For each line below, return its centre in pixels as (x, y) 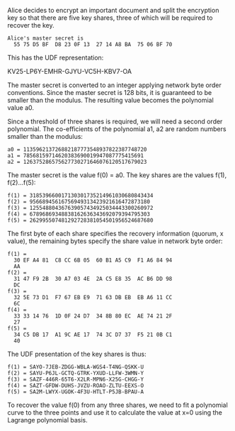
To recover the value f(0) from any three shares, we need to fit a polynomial (117, 405)
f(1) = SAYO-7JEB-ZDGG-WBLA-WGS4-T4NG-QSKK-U (75, 367)
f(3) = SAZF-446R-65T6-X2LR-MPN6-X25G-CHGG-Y (75, 379)
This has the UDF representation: (56, 57)
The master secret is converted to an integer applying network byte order (114, 85)
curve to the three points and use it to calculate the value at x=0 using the (115, 413)
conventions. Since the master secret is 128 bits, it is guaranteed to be (110, 93)
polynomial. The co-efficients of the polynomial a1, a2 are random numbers (117, 129)
